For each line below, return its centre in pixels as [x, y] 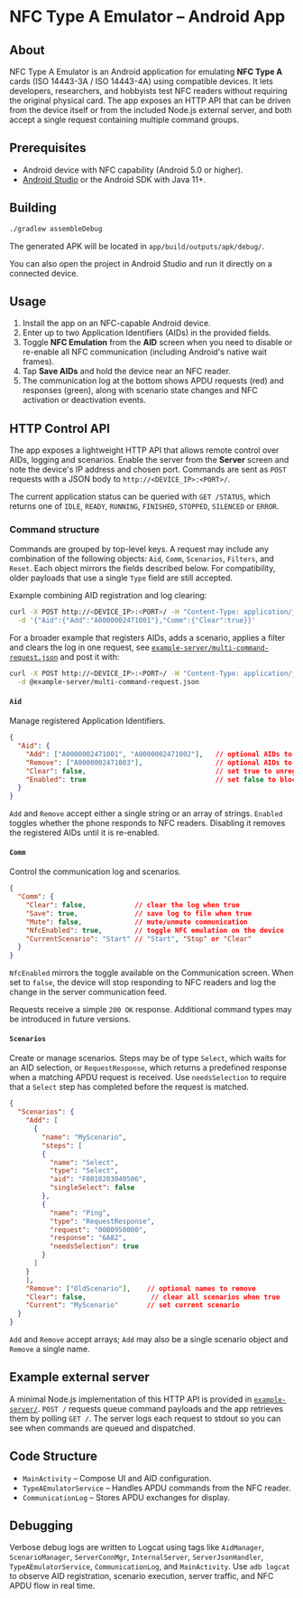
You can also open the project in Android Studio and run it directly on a [141, 263]
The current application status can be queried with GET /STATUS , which [140, 497]
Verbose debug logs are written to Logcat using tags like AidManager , [137, 1547]
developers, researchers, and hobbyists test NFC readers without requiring [148, 91]
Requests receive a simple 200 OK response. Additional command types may [151, 1010]
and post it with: [90, 657]
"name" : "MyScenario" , [84, 1137]
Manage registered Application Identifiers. [87, 721]
